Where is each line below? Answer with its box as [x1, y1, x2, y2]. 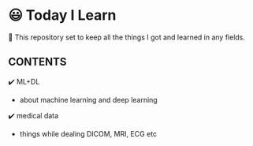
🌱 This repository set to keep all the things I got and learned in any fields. [8, 32, 246, 42]
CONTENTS [8, 55, 67, 69]
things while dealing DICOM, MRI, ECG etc [19, 129, 158, 138]
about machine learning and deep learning [19, 95, 158, 104]
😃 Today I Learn [8, 6, 117, 24]
